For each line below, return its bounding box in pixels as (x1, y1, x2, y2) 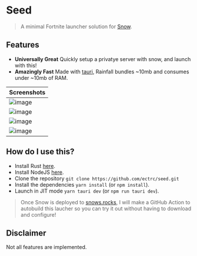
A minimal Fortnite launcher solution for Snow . (20, 23, 132, 30)
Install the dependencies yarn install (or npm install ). (14, 181, 150, 188)
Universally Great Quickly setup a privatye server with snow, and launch (14, 55, 191, 62)
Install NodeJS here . (14, 169, 64, 176)
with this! (14, 62, 37, 69)
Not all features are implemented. (6, 244, 87, 251)
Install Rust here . (14, 162, 56, 169)
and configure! (20, 211, 56, 218)
